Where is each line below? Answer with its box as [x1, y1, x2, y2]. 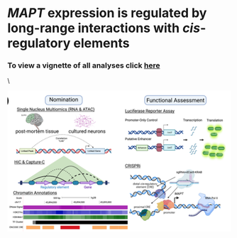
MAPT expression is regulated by [7, 5, 207, 21]
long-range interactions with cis [7, 20, 201, 36]
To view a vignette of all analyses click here [7, 60, 160, 70]
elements [73, 36, 130, 51]
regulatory [7, 36, 71, 51]
